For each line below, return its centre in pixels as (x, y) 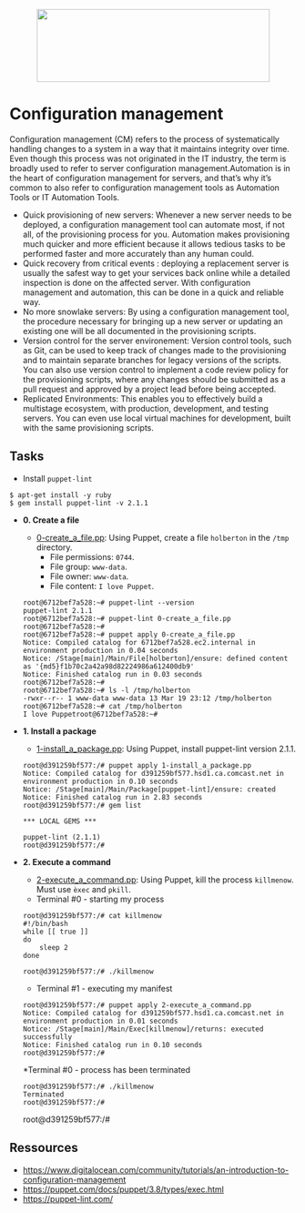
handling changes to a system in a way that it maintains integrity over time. (149, 148)
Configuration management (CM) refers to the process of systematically (145, 139)
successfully (47, 1037)
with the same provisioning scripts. (88, 427)
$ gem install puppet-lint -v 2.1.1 (79, 503)
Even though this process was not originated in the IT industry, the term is (148, 158)
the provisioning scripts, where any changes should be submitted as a (154, 379)
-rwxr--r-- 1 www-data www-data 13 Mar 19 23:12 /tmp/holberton (147, 698)
